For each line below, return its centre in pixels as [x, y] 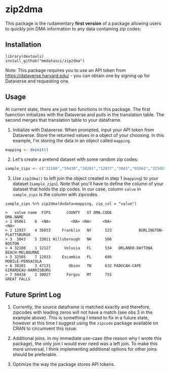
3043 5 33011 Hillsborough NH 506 [64, 239]
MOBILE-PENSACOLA [24, 262]
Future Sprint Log [33, 295]
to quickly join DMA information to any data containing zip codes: [73, 28]
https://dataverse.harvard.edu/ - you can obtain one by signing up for [78, 76]
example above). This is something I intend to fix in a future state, [81, 318]
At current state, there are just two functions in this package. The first [78, 109]
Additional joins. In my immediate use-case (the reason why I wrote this [87, 339]
